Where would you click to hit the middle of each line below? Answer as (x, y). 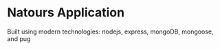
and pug (19, 38)
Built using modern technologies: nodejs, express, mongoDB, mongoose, (110, 32)
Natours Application (66, 13)
